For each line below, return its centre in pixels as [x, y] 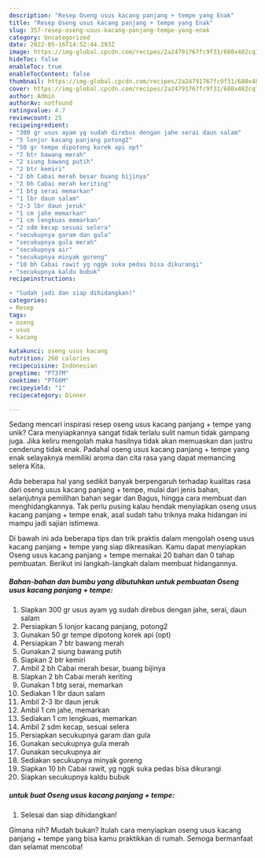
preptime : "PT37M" [39, 373]
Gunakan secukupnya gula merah [75, 744]
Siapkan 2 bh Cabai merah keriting [76, 677]
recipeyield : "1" [37, 388]
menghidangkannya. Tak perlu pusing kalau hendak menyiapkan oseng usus [133, 507]
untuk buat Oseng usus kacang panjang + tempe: [92, 795]
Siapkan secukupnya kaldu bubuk [75, 777]
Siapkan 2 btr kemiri [53, 660]
